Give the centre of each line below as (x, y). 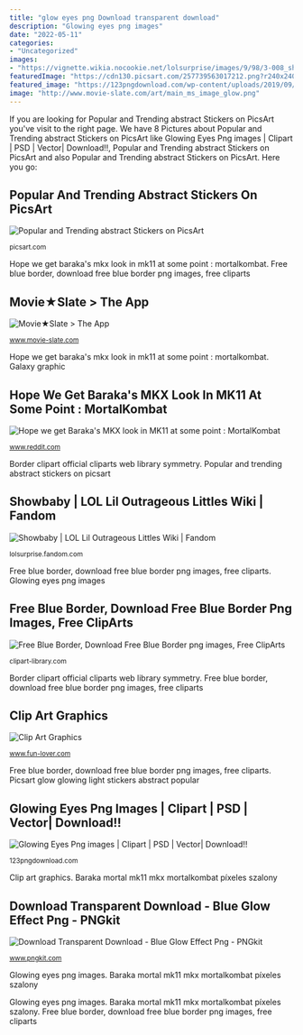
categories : (32, 43)
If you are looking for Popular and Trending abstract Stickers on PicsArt (142, 119)
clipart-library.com (38, 661)
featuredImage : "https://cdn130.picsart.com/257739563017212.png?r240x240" (155, 77)
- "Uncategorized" (44, 51)
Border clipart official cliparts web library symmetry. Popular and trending (146, 463)
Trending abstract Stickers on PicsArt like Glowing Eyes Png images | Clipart (151, 138)
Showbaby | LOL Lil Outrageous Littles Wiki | (137, 502)
